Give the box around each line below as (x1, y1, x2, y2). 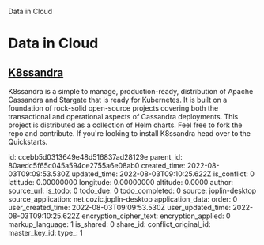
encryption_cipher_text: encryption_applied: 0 (81, 211, 231, 220)
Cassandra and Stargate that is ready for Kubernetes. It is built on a (8, 95, 228, 104)
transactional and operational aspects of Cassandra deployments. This (8, 112, 239, 121)
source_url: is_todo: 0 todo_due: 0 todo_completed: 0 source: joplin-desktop (8, 186, 257, 195)
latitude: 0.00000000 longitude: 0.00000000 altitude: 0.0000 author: (8, 178, 233, 187)
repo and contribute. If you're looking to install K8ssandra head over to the (8, 129, 251, 138)
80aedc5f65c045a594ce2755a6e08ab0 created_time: (8, 161, 186, 170)
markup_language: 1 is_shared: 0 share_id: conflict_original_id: (8, 220, 211, 228)
